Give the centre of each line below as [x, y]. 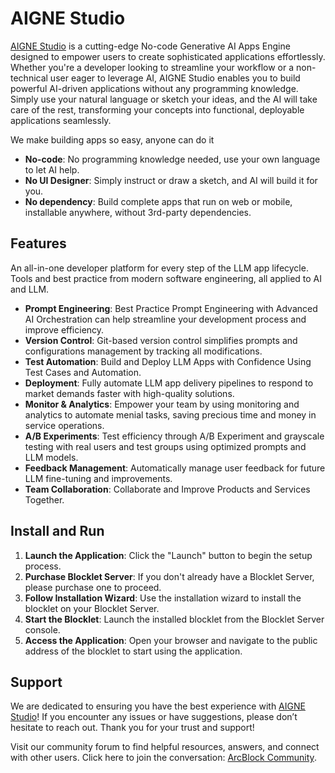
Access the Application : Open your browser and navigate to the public [171, 640]
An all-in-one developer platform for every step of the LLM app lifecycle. [159, 268]
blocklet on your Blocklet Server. [92, 608]
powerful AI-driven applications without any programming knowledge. [154, 88]
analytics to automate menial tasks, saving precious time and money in [170, 414]
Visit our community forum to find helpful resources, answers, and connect [165, 747]
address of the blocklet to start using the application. [133, 651]
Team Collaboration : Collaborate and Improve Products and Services [167, 489]
